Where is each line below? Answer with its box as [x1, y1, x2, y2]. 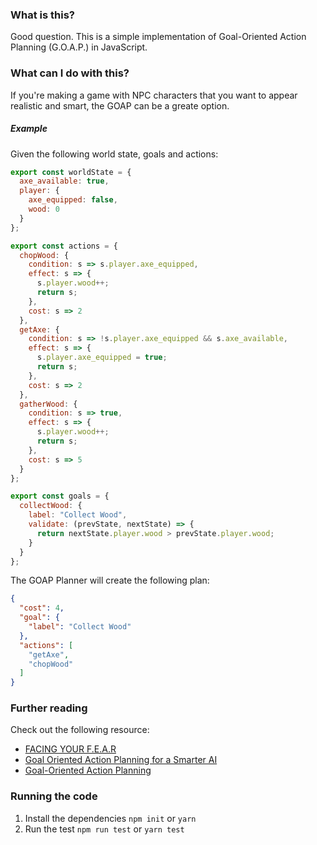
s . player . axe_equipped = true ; [36, 353, 168, 363]
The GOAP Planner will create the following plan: [10, 574, 210, 587]
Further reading [10, 701, 88, 715]
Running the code [10, 789, 98, 803]
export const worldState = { [10, 167, 132, 177]
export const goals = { [10, 491, 110, 502]
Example [10, 123, 48, 135]
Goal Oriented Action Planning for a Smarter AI [24, 754, 218, 766]
